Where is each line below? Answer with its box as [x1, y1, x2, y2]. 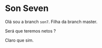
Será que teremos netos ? [5, 28, 56, 34]
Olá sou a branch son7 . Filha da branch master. [5, 19, 98, 24]
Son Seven [5, 3, 49, 14]
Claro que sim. [5, 37, 34, 43]
